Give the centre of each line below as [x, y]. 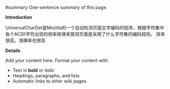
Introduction [19, 17]
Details [13, 51]
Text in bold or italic [34, 70]
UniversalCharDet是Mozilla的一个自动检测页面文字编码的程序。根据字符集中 [85, 28]
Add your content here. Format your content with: [57, 60]
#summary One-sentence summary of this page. [56, 7]
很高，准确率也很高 [25, 40]
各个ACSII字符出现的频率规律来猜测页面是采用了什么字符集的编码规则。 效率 [85, 34]
